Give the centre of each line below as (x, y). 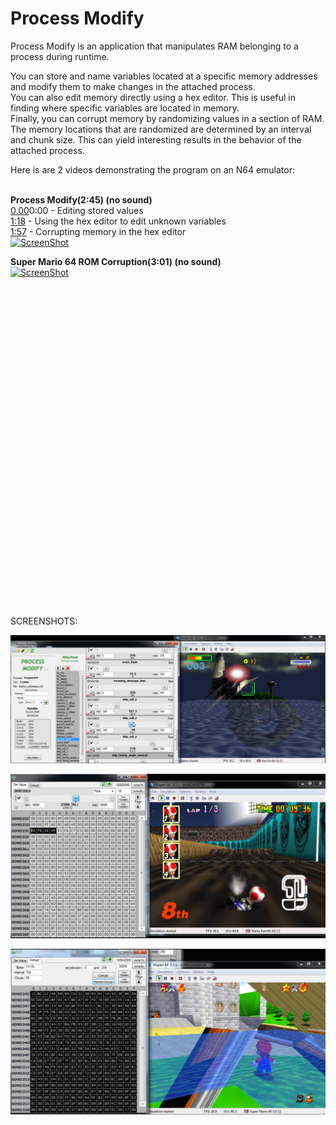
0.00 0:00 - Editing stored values (77, 210)
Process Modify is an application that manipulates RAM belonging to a (154, 46)
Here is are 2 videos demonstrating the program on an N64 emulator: (153, 169)
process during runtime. (60, 56)
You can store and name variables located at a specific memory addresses (164, 76)
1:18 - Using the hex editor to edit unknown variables (118, 221)
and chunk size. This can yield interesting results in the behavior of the (156, 139)
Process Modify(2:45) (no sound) (81, 199)
